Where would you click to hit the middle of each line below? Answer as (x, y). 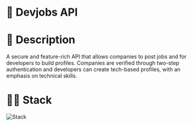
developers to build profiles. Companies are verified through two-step (93, 63)
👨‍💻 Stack (29, 100)
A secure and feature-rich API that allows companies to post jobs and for (96, 57)
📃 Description (41, 40)
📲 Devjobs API (42, 12)
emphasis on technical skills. (42, 76)
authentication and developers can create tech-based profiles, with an (93, 69)
